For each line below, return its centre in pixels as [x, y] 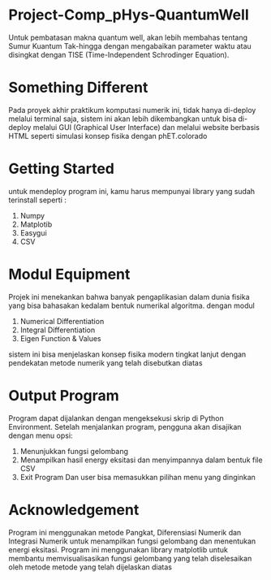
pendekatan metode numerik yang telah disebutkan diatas [105, 362]
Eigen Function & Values [60, 338]
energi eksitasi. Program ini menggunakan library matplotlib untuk [118, 549]
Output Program [64, 395]
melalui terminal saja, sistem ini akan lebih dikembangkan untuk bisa [123, 119]
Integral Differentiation [58, 330]
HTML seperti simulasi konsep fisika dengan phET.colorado [108, 136]
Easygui [33, 232]
